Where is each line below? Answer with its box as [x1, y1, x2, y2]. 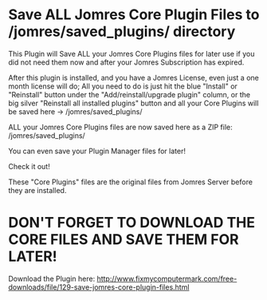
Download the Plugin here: [8, 274, 96, 283]
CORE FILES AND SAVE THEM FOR [8, 231, 239, 249]
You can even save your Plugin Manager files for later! [8, 146, 186, 156]
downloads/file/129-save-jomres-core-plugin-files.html [8, 282, 190, 292]
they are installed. [8, 185, 67, 195]
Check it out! [8, 161, 50, 171]
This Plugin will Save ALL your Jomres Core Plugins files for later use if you [8, 49, 255, 58]
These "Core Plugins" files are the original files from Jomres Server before [8, 177, 253, 187]
